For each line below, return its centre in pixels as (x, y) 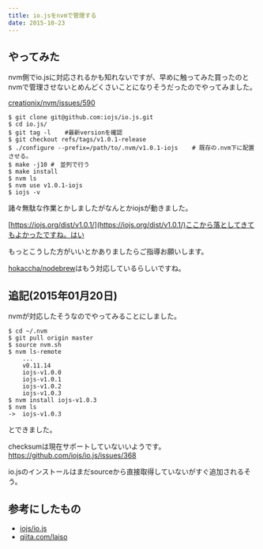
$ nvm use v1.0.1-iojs (45, 186)
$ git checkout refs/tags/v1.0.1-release (77, 140)
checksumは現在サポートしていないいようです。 (87, 446)
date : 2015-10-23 (37, 23)
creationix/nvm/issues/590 (52, 103)
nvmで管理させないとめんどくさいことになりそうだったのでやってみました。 (132, 87)
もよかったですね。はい (46, 235)
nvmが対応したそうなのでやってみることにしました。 (95, 316)
